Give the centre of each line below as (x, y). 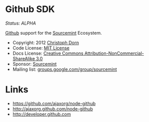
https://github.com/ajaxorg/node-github (54, 103)
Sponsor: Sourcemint (35, 64)
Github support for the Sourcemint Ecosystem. (54, 33)
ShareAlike (24, 58)
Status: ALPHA (21, 23)
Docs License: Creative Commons (48, 53)
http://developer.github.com (42, 114)
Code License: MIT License (41, 48)
